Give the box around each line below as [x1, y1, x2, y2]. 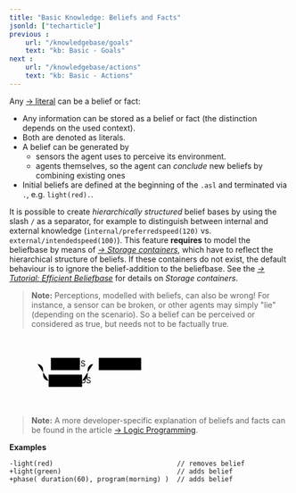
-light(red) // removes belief [9, 459, 245, 468]
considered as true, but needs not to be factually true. [30, 318, 230, 329]
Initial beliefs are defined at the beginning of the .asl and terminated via [21, 180, 288, 190]
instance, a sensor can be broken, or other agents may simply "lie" [30, 299, 276, 310]
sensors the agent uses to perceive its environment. [35, 151, 226, 162]
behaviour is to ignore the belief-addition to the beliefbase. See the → [9, 263, 266, 273]
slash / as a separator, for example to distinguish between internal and [9, 215, 269, 226]
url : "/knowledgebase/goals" [25, 38, 134, 47]
